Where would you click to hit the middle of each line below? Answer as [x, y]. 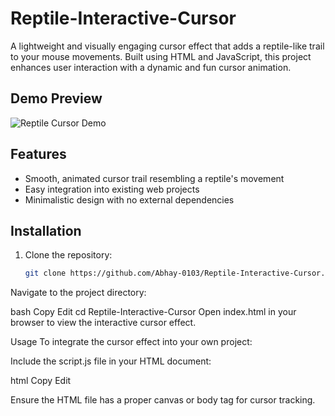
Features [38, 154]
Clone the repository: [68, 255]
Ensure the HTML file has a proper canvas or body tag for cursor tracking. [163, 400]
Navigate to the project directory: [78, 293]
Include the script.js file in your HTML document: [111, 361]
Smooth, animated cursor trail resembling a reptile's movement [154, 178]
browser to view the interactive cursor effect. [103, 323]
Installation [46, 230]
